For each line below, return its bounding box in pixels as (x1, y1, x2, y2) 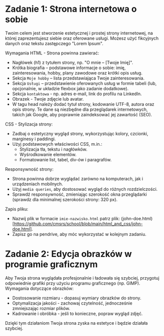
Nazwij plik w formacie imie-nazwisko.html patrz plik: (12, 215, 120, 221)
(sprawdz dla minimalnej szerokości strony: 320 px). (12, 196, 118, 202)
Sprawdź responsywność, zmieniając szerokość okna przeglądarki (12, 191, 147, 197)
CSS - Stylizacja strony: (5, 121, 53, 127)
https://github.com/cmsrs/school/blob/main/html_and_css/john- (14, 221, 143, 227)
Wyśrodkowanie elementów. (19, 151, 77, 157)
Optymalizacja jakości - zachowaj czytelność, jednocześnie (12, 300, 133, 306)
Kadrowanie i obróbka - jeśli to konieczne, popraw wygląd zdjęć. (12, 310, 143, 316)
